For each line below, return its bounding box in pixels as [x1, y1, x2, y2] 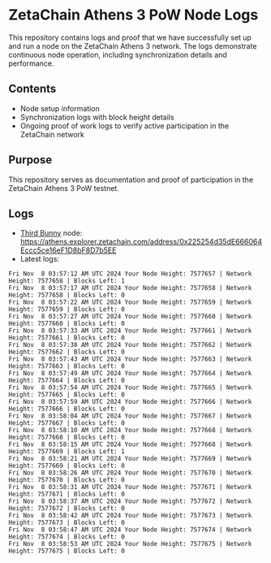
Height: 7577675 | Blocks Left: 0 [8, 547, 126, 556]
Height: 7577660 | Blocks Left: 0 [8, 319, 126, 328]
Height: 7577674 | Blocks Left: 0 [8, 533, 126, 541]
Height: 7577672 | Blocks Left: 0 [8, 505, 126, 513]
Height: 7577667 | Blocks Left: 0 [8, 419, 126, 427]
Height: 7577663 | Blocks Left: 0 [8, 362, 126, 370]
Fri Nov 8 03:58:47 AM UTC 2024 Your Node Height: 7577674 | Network [8, 526, 252, 534]
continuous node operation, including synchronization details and [8, 50, 227, 59]
